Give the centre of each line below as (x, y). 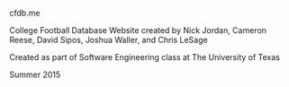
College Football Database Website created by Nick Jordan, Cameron (138, 30)
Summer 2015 (35, 74)
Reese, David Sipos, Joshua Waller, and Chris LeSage (109, 40)
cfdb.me (25, 13)
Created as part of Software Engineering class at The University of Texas (145, 57)
